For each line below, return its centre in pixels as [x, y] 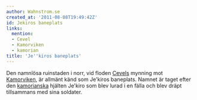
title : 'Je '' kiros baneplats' [44, 56]
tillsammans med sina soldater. [44, 92]
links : [14, 28]
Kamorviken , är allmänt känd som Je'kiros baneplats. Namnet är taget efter [99, 79]
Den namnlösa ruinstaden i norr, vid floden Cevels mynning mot [85, 73]
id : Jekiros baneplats [34, 23]
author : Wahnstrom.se [33, 12]
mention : [22, 34]
